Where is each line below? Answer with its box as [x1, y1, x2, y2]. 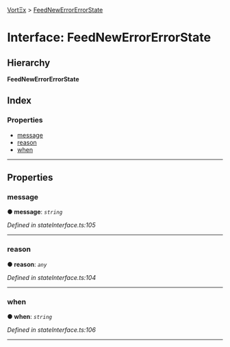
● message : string [7, 208, 63, 216]
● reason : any [7, 260, 47, 268]
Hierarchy [7, 57, 51, 68]
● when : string [7, 312, 53, 320]
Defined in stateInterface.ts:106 [7, 325, 96, 334]
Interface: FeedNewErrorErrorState [7, 30, 211, 45]
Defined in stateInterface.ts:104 [7, 273, 97, 281]
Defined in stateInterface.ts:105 [7, 221, 96, 229]
